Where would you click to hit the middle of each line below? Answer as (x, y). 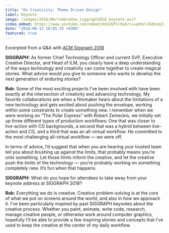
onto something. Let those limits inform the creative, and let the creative (80, 157)
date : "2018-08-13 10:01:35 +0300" (43, 29)
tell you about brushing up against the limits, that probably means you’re (80, 152)
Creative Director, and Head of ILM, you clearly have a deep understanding (83, 63)
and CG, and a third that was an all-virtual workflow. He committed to (91, 131)
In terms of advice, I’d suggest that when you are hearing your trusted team (83, 147)
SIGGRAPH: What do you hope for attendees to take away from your (76, 178)
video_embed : (19, 24)
